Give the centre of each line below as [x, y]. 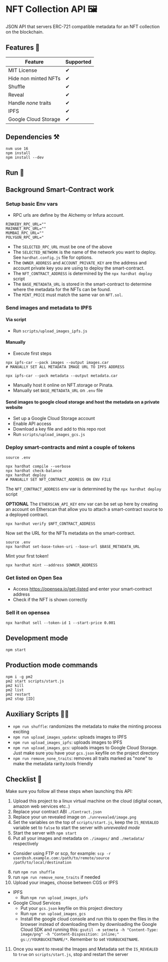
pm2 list [15, 690]
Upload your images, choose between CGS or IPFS [65, 883]
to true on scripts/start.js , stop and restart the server [70, 954]
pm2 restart [18, 694]
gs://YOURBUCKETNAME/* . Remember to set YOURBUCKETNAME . [80, 939]
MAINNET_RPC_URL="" [26, 228]
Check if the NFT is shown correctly [50, 599]
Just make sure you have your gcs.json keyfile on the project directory [86, 753]
